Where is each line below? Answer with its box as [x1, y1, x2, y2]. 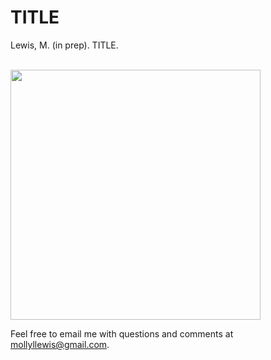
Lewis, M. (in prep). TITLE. [10, 39, 119, 51]
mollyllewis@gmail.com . [10, 338, 110, 350]
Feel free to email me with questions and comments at [10, 327, 234, 340]
